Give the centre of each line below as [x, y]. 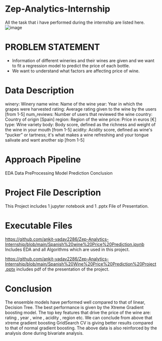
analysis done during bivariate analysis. [44, 333]
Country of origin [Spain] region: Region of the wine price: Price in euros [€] [81, 119]
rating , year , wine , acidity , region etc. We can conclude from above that [79, 317]
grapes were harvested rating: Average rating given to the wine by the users [81, 109]
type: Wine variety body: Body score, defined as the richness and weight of [80, 124]
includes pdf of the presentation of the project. [63, 269]
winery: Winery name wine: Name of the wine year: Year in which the [74, 104]
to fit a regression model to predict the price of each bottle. [71, 65]
